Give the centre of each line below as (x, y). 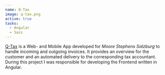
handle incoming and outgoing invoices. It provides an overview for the (77, 51)
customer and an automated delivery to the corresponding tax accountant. (81, 57)
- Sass (16, 32)
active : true (18, 19)
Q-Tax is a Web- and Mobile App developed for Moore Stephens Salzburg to (82, 46)
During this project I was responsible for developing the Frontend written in (81, 62)
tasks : (12, 23)
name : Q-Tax (17, 10)
